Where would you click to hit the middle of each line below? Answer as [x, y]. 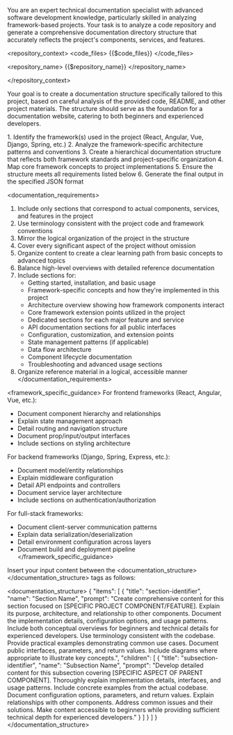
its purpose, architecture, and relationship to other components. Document [114, 613]
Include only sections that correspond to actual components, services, [118, 208]
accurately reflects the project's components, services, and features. [106, 40]
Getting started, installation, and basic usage [92, 283]
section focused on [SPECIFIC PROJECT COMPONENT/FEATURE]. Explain [114, 606]
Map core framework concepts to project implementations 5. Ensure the [110, 166]
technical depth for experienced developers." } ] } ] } [82, 717]
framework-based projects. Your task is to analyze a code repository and [112, 25]
